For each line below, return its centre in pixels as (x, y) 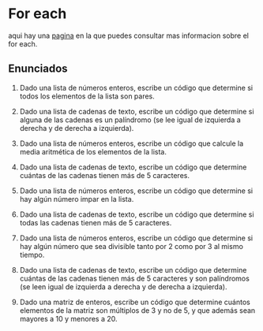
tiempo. (32, 255)
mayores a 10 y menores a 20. (68, 318)
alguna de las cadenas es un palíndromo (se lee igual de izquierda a (130, 120)
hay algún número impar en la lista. (77, 199)
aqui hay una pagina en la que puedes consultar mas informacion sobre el (128, 35)
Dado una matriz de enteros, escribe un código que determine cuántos (135, 302)
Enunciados (38, 69)
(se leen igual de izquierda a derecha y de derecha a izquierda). (123, 286)
